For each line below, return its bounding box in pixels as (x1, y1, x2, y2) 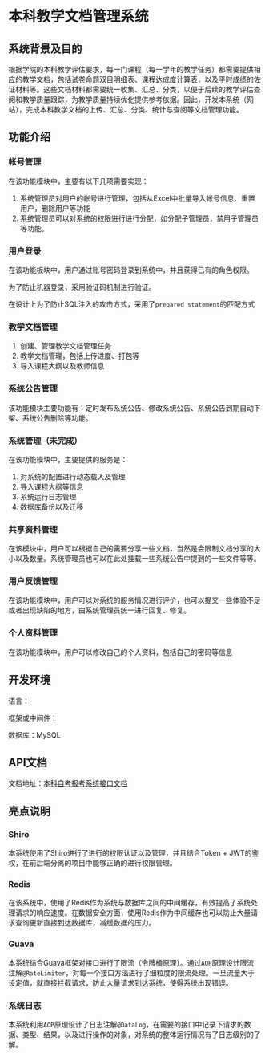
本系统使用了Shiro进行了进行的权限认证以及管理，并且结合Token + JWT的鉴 (8, 848, 259, 858)
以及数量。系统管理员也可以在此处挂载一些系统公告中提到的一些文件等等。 (14, 554, 261, 563)
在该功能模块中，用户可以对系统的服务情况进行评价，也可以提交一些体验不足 (8, 596, 261, 605)
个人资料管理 (8, 628, 58, 639)
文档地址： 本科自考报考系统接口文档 (8, 779, 128, 788)
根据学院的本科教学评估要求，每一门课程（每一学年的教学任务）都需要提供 (8, 65, 254, 74)
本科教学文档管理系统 (8, 7, 150, 26)
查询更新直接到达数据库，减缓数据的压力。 (14, 918, 156, 928)
